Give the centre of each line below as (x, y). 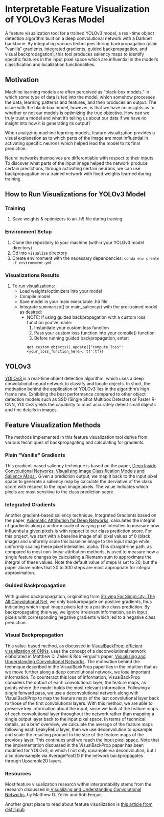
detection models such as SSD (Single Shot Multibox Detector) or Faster (78, 399)
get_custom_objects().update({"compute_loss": (75, 347)
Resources (18, 773)
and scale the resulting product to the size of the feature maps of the (75, 734)
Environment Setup (29, 232)
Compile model (35, 297)
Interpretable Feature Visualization (78, 9)
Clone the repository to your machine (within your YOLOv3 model (78, 242)
